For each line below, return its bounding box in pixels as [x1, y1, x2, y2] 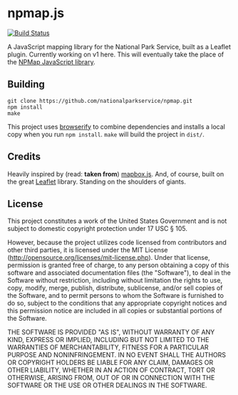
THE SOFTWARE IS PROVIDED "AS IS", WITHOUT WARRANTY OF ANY [7, 328, 215, 336]
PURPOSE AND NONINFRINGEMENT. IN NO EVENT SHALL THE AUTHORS [7, 351, 227, 359]
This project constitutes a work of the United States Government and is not [7, 216, 227, 226]
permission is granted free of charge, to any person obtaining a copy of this [7, 261, 229, 269]
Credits [7, 151, 41, 163]
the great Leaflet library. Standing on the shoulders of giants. [7, 177, 187, 186]
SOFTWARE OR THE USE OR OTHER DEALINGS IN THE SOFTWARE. [7, 381, 207, 390]
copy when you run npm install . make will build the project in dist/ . [7, 130, 205, 139]
